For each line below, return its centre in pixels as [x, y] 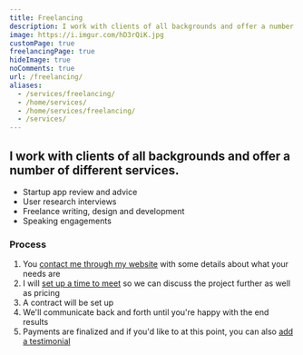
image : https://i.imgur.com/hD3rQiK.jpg [87, 35]
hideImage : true [40, 60]
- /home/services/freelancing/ [77, 111]
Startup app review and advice [80, 192]
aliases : [26, 85]
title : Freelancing [46, 18]
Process [28, 244]
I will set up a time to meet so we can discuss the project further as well [156, 283]
